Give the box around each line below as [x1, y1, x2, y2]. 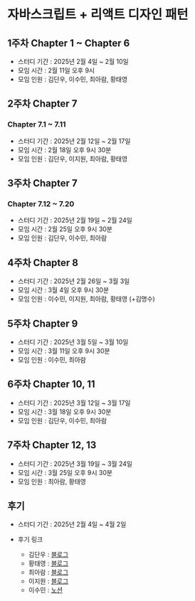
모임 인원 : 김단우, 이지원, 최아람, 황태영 [17, 154, 128, 163]
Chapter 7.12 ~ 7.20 [7, 199, 75, 208]
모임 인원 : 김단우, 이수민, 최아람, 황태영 [17, 75, 128, 83]
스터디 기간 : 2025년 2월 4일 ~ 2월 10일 [17, 58, 130, 65]
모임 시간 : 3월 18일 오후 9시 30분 [17, 407, 112, 416]
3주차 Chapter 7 [7, 177, 78, 189]
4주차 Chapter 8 [7, 257, 79, 269]
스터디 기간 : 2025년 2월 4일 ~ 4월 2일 [17, 520, 127, 528]
